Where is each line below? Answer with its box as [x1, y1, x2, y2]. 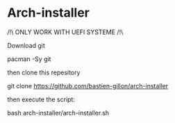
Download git [7, 41, 45, 49]
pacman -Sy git [7, 54, 51, 63]
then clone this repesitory [7, 68, 81, 76]
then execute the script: [7, 95, 75, 104]
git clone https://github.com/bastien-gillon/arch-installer [7, 81, 169, 90]
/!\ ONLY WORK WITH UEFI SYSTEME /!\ [7, 28, 124, 36]
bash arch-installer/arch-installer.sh [7, 108, 110, 117]
